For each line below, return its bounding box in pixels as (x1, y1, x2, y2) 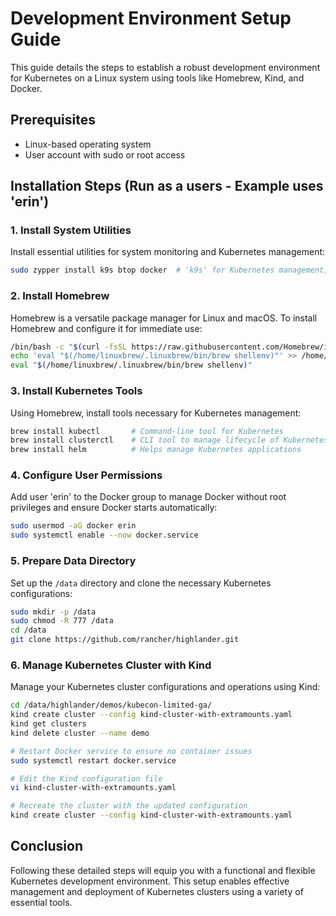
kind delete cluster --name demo (10, 728, 150, 738)
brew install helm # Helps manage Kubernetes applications (10, 445, 302, 455)
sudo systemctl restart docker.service (10, 755, 177, 766)
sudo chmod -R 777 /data (10, 616, 114, 626)
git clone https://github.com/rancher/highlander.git (10, 635, 240, 645)
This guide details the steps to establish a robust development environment (10, 61, 321, 73)
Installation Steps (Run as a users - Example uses (10, 178, 324, 195)
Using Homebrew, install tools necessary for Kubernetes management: (10, 407, 302, 419)
